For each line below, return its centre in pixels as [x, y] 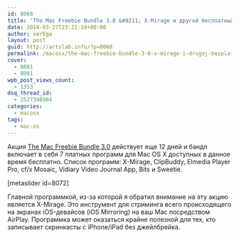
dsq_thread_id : [30, 93]
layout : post [27, 40]
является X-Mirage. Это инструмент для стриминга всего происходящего [119, 204]
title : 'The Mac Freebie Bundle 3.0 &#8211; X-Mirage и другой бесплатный [121, 21]
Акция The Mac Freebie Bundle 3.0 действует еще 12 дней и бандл [107, 146]
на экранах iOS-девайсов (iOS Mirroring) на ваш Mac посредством [109, 212]
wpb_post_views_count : [41, 80]
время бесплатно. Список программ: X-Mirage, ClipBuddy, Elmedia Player [119, 161]
